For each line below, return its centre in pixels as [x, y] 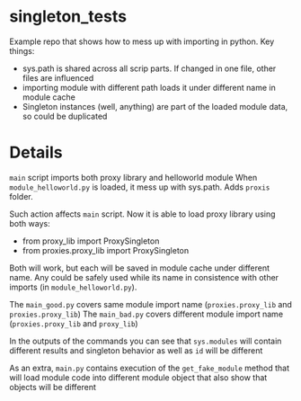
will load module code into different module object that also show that [138, 377]
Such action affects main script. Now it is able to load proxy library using [142, 214]
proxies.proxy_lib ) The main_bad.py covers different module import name [146, 314]
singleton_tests [68, 17]
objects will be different [53, 387]
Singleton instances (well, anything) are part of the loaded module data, [155, 106]
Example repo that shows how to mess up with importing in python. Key [142, 41]
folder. [21, 196]
